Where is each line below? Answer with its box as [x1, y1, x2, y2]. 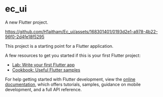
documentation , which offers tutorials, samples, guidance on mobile [5, 81, 141, 87]
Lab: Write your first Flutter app [12, 62, 75, 68]
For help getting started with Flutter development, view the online [5, 76, 136, 82]
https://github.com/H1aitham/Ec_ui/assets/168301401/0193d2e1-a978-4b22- [5, 28, 158, 34]
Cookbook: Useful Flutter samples [12, 67, 81, 73]
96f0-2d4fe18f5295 [5, 34, 45, 40]
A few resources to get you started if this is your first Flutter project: [5, 52, 141, 58]
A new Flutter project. [5, 19, 49, 25]
